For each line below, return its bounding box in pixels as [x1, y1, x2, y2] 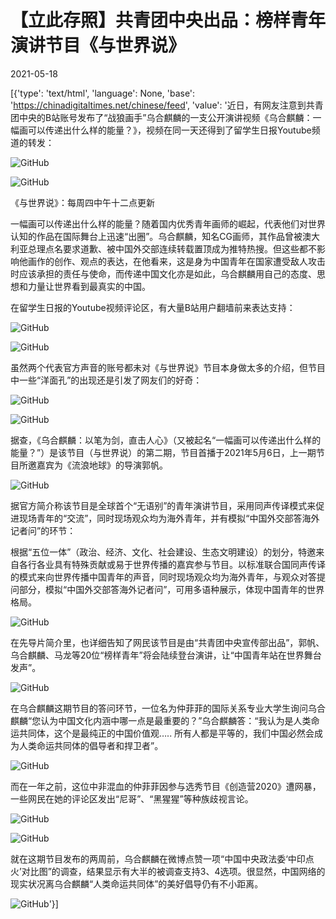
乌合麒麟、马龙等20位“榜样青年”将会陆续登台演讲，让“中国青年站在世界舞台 [10, 649, 322, 661]
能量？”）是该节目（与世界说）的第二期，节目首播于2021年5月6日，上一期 [10, 446, 317, 458]
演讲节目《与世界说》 [10, 34, 187, 57]
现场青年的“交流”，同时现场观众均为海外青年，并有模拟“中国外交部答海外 [18, 512, 320, 524]
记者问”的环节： [10, 524, 77, 536]
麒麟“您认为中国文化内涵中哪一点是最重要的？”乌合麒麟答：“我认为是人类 [10, 714, 312, 726]
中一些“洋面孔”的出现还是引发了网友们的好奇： [10, 374, 203, 386]
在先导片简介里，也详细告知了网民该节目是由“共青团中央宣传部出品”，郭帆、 [10, 636, 325, 648]
